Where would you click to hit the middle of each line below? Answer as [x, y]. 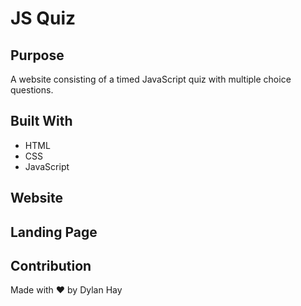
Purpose [37, 55]
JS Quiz [43, 18]
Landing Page [54, 232]
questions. [32, 90]
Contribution [51, 265]
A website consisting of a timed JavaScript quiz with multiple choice [151, 79]
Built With [41, 121]
